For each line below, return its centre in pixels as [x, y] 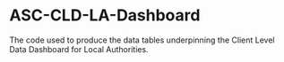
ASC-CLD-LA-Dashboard [105, 15]
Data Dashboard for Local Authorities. [79, 49]
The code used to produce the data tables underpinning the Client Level [142, 40]
